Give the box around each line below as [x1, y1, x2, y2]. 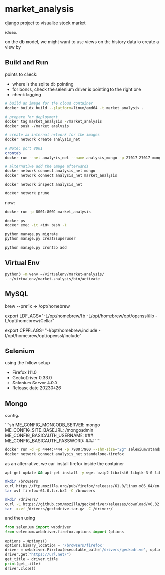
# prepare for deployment [5, 114, 58, 119]
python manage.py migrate [5, 231, 58, 237]
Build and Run [5, 58, 48, 67]
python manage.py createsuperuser [5, 236, 76, 241]
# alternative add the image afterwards [5, 164, 89, 169]
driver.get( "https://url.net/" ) [5, 552, 71, 557]
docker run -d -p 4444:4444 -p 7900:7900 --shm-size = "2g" [5, 447, 126, 452]
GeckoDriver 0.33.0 [12, 375, 52, 381]
